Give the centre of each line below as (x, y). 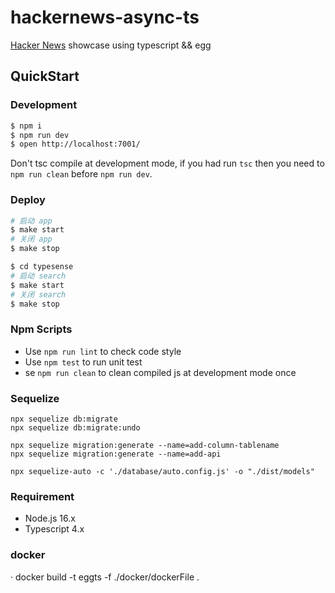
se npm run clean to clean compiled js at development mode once (160, 372)
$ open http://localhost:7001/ (75, 144)
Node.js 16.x (50, 518)
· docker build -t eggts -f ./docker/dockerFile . (105, 577)
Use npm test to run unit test (83, 362)
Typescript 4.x (54, 529)
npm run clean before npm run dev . (81, 174)
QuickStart (45, 76)
